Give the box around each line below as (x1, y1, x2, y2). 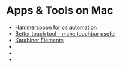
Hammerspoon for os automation (14, 24, 97, 31)
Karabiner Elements (14, 36, 64, 43)
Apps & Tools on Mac (6, 4, 114, 18)
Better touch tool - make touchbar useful (14, 30, 116, 37)
